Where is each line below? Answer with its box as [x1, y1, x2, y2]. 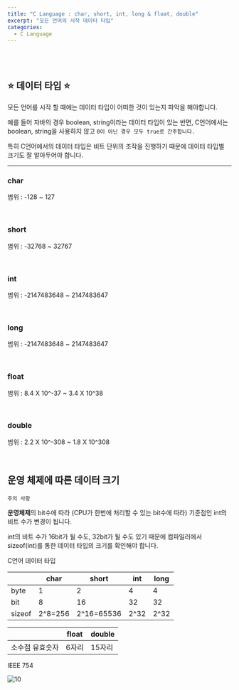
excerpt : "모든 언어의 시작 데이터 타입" [7, 17, 114, 24]
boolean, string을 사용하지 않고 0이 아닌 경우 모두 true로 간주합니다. [7, 127, 196, 136]
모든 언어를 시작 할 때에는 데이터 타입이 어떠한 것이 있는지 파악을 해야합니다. [7, 103, 218, 112]
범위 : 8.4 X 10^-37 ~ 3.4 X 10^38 [7, 389, 103, 397]
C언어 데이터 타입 [7, 556, 56, 565]
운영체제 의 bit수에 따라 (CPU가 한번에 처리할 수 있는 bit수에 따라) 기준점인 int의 [7, 508, 228, 517]
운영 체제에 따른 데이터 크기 [7, 474, 119, 487]
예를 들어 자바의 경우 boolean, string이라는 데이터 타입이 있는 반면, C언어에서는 [7, 118, 229, 126]
